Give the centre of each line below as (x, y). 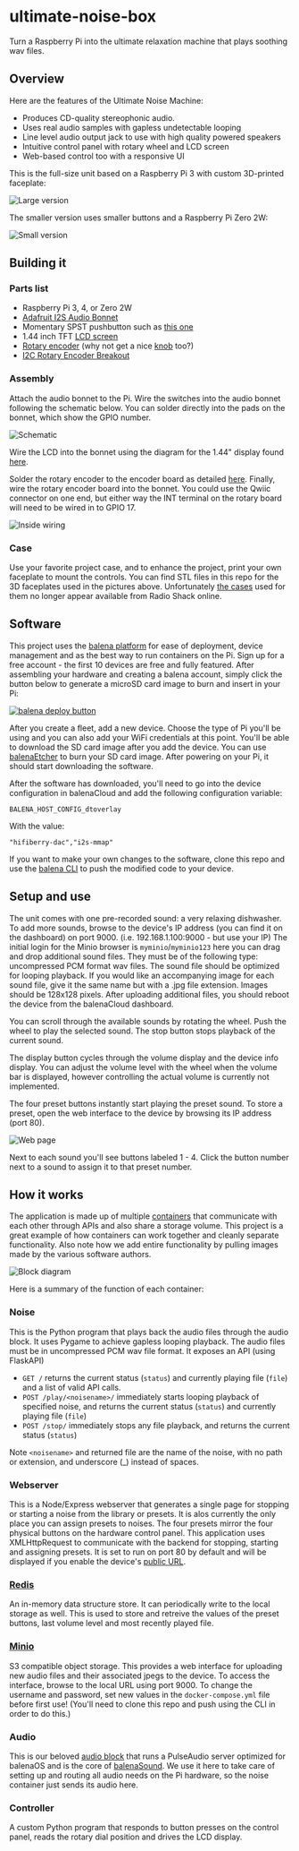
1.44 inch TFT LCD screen (70, 337)
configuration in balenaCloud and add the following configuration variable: (146, 793)
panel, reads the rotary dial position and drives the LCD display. (126, 1837)
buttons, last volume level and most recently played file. (112, 1624)
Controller (32, 1808)
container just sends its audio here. (74, 1785)
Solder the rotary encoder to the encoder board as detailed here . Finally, (142, 479)
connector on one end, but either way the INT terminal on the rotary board (146, 498)
